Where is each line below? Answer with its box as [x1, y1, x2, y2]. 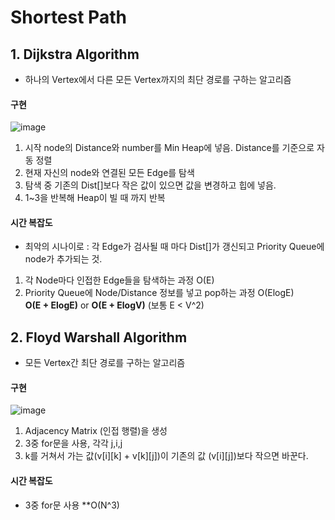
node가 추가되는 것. [24, 253, 103, 265]
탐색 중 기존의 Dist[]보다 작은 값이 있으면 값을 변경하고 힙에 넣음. [24, 179, 277, 191]
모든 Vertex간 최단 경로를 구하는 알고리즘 [24, 357, 186, 369]
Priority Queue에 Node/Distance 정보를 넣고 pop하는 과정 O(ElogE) [24, 287, 295, 299]
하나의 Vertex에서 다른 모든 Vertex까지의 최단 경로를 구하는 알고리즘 [24, 74, 292, 85]
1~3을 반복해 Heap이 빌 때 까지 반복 [24, 192, 166, 204]
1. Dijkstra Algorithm [10, 46, 140, 63]
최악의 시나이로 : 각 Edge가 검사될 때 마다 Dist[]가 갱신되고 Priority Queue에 [24, 241, 325, 253]
